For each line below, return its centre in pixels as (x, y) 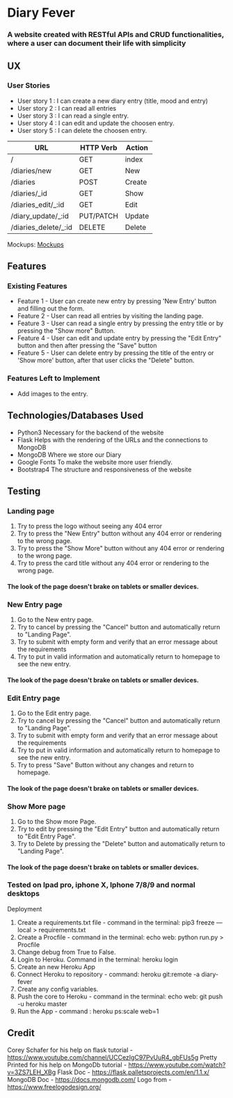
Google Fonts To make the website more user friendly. (95, 462)
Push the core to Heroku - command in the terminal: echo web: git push (120, 996)
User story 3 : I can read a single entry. (73, 116)
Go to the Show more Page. (57, 821)
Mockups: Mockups (35, 244)
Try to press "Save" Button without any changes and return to (106, 765)
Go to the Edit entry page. (54, 713)
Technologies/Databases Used (75, 416)
